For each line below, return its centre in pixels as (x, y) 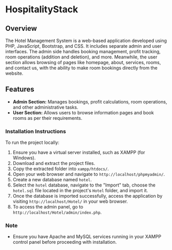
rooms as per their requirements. (47, 118)
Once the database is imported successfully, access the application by (88, 196)
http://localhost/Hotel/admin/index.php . (57, 212)
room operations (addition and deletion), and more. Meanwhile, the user (81, 57)
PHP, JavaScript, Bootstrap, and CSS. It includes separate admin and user (83, 46)
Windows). (24, 158)
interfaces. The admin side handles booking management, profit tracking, (83, 51)
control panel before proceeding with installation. (65, 242)
